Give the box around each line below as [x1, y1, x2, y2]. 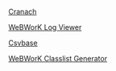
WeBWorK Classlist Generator [8, 54, 107, 63]
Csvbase [8, 38, 38, 48]
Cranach [8, 7, 37, 16]
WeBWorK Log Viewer [8, 23, 82, 31]
